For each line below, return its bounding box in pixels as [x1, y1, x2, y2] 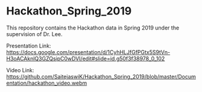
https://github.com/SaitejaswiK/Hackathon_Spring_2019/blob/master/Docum [6, 73, 196, 80]
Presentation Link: [6, 42, 51, 49]
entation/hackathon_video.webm [6, 79, 87, 87]
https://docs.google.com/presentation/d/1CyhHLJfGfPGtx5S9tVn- [6, 48, 171, 55]
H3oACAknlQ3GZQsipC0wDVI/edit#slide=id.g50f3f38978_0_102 [6, 55, 165, 62]
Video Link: [6, 66, 34, 73]
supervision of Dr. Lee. [6, 30, 63, 37]
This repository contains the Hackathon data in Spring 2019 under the [6, 24, 180, 31]
